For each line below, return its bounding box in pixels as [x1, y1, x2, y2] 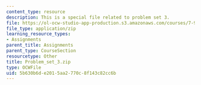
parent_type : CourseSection [6, 48, 77, 54]
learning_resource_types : [6, 31, 71, 37]
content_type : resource [6, 8, 66, 15]
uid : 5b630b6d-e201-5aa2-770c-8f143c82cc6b [6, 70, 117, 76]
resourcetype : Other [6, 53, 58, 59]
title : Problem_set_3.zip [6, 59, 71, 65]
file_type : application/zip [6, 25, 77, 32]
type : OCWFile [6, 64, 42, 71]
